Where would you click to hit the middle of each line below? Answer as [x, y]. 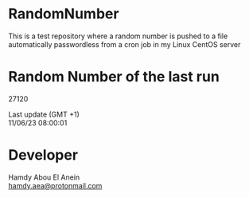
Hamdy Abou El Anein [44, 177]
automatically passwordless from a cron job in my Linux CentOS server [124, 44]
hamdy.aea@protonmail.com [55, 185]
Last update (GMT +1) [44, 114]
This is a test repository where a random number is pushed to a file [118, 36]
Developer [43, 155]
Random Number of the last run [114, 77]
